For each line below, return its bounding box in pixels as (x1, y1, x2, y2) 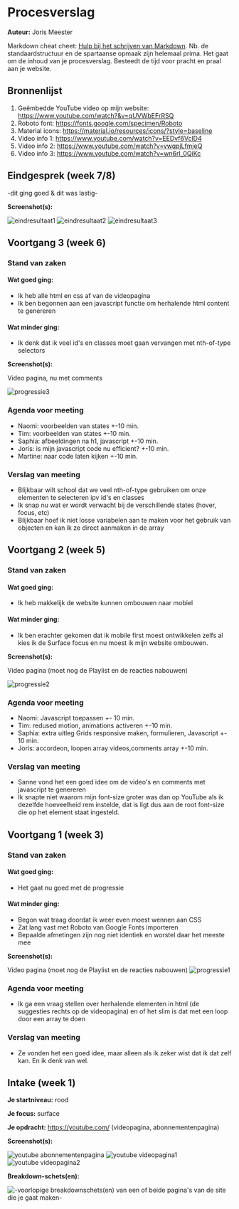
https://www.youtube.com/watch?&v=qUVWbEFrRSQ (17, 111, 174, 119)
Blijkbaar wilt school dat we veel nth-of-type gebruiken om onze (17, 485, 206, 494)
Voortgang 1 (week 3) (7, 829, 105, 841)
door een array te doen (17, 1015, 85, 1023)
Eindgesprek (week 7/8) (7, 170, 116, 182)
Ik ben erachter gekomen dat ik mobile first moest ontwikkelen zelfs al (17, 631, 224, 639)
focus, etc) (17, 508, 50, 516)
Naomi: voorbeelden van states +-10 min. (17, 421, 139, 430)
